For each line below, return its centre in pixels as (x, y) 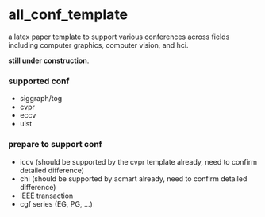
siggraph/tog (41, 99)
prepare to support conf (56, 145)
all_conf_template (68, 15)
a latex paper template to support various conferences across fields (119, 37)
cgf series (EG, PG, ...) (56, 203)
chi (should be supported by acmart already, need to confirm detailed (133, 178)
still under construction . (49, 60)
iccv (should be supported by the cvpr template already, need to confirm (138, 161)
